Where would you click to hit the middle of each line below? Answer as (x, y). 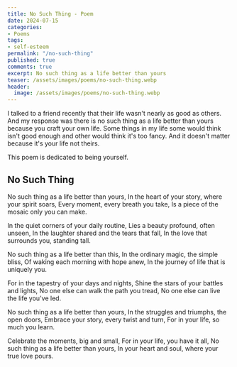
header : (19, 87)
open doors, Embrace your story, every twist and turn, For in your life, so (114, 319)
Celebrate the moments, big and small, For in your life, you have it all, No (114, 341)
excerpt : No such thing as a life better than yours (87, 73)
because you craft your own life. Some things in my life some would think (114, 128)
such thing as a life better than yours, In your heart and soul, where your (113, 348)
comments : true (30, 67)
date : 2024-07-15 (33, 21)
